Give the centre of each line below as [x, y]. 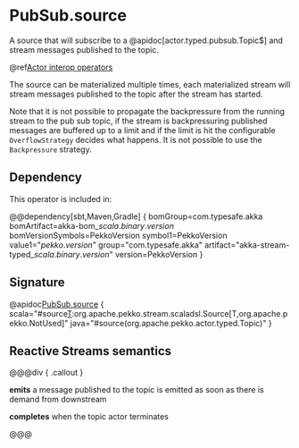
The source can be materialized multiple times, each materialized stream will [150, 84]
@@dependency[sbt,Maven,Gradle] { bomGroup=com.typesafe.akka [136, 216]
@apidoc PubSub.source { [57, 304]
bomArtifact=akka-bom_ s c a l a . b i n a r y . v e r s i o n [91, 225]
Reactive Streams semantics [91, 351]
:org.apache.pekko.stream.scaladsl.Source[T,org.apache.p [180, 313]
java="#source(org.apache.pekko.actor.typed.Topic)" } [171, 323]
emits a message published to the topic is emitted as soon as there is [137, 390]
